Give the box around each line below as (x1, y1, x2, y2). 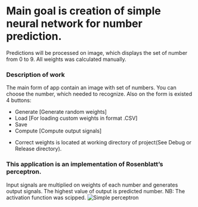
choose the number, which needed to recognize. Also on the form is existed (6, 91, 193, 98)
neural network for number (6, 17, 143, 30)
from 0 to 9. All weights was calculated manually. (6, 55, 126, 63)
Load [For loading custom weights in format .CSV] (14, 115, 138, 122)
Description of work (6, 70, 65, 79)
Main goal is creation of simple (6, 4, 161, 18)
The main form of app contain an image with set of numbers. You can (6, 84, 177, 91)
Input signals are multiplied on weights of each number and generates (6, 181, 178, 189)
